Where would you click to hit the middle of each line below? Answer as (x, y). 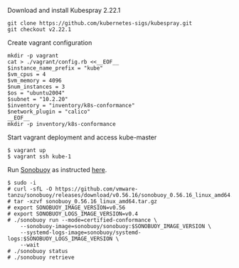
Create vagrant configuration (50, 43)
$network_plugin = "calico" (49, 112)
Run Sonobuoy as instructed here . (57, 170)
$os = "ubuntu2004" (36, 93)
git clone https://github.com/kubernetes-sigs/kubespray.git (100, 23)
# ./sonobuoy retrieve (41, 257)
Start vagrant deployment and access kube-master (82, 137)
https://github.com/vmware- (97, 189)
